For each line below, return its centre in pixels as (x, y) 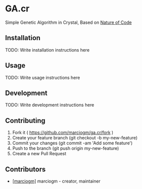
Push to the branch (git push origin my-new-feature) (66, 148)
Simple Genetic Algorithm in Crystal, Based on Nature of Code (69, 22)
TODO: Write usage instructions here (43, 77)
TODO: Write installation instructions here (47, 50)
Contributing (25, 120)
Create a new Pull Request (39, 154)
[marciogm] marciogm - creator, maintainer (56, 181)
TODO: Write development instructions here (50, 105)
